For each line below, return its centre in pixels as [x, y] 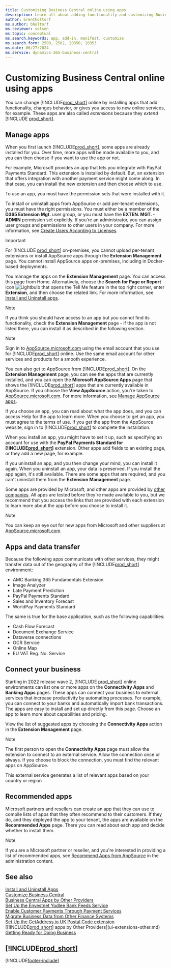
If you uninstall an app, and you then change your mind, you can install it [81, 463]
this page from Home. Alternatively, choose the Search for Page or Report [83, 282]
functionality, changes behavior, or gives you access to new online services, [85, 108]
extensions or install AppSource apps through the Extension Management [83, 256]
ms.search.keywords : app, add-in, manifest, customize [65, 39]
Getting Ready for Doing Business [41, 932]
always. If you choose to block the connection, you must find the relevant [82, 760]
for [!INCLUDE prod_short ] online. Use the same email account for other [80, 354]
